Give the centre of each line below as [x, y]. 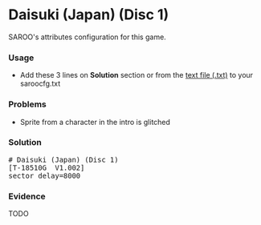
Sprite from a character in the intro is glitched [95, 122]
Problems [27, 104]
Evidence [27, 196]
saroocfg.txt [40, 84]
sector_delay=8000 [45, 175]
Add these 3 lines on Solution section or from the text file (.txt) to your [137, 75]
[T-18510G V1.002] [47, 167]
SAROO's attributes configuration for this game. [87, 37]
